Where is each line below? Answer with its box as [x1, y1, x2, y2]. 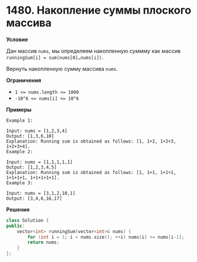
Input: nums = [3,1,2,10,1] [6, 190, 76, 196]
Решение [6, 206, 30, 213]
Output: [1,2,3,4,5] [6, 164, 58, 170]
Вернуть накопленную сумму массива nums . [6, 65, 118, 72]
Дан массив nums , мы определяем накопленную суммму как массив [6, 47, 181, 54]
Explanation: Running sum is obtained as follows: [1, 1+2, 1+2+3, [6, 138, 177, 144]
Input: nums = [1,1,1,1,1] [6, 159, 73, 165]
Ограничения [6, 77, 42, 84]
